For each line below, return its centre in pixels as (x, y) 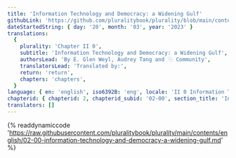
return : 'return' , (47, 72)
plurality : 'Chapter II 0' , (61, 46)
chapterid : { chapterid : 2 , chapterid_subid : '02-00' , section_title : (113, 99)
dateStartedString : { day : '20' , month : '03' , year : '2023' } (100, 27)
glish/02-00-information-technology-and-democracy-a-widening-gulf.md (114, 140)
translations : (28, 33)
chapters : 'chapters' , (53, 79)
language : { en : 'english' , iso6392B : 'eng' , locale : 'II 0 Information (116, 92)
